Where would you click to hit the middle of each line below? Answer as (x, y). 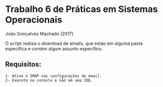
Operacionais (34, 20)
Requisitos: (23, 64)
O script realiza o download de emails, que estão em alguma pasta (74, 43)
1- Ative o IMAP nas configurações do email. (53, 76)
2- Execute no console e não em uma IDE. (49, 80)
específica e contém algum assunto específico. (54, 48)
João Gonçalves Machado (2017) (39, 33)
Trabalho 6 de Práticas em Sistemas (81, 9)
